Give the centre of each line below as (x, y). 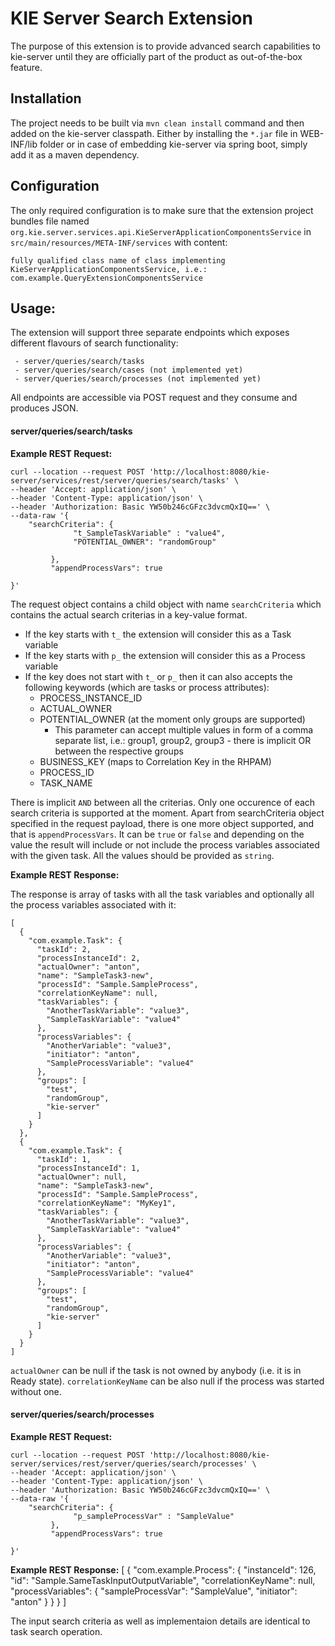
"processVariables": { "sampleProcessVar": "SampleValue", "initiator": (154, 1591)
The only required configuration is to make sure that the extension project (162, 210)
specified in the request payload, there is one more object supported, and (162, 823)
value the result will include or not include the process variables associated (165, 844)
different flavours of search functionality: (94, 343)
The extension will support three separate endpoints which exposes (150, 333)
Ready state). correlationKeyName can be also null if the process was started (167, 1381)
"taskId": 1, (64, 1159)
